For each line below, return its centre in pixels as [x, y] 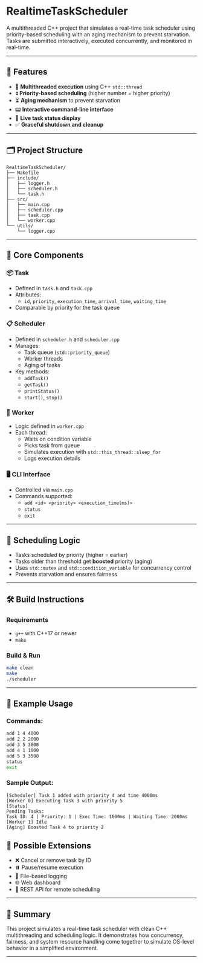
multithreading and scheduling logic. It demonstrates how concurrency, [95, 935]
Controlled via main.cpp [44, 490]
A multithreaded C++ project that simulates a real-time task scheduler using [101, 28]
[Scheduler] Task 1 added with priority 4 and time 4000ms [82, 795]
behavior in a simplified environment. [52, 948]
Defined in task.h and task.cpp [54, 288]
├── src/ [17, 199]
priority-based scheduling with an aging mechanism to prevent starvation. [98, 34]
